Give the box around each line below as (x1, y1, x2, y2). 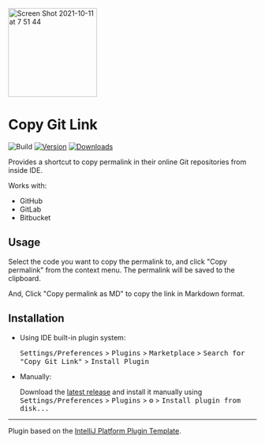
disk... (19, 404, 50, 413)
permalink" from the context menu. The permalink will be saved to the (8, 265, 235, 275)
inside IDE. (8, 165, 43, 175)
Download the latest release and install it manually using (19, 387, 203, 396)
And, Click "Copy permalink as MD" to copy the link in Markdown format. (8, 288, 245, 298)
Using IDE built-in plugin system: (19, 332, 126, 342)
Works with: (8, 181, 47, 190)
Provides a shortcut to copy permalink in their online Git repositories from (8, 157, 247, 167)
